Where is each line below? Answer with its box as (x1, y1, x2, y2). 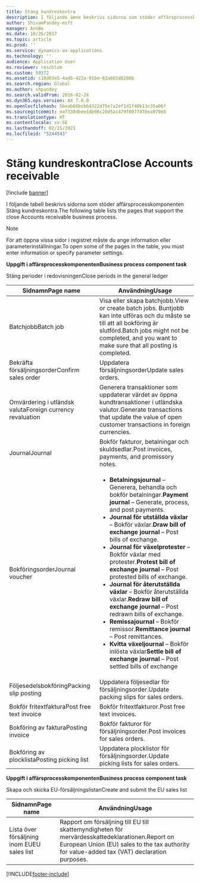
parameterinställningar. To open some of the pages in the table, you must (6, 242, 185, 250)
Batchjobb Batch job (9, 322, 64, 331)
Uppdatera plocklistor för (99, 744, 170, 752)
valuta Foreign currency (9, 405, 74, 414)
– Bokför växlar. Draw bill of (109, 520, 186, 528)
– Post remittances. (109, 632, 163, 641)
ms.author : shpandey (6, 87, 58, 93)
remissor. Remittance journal (109, 624, 190, 633)
